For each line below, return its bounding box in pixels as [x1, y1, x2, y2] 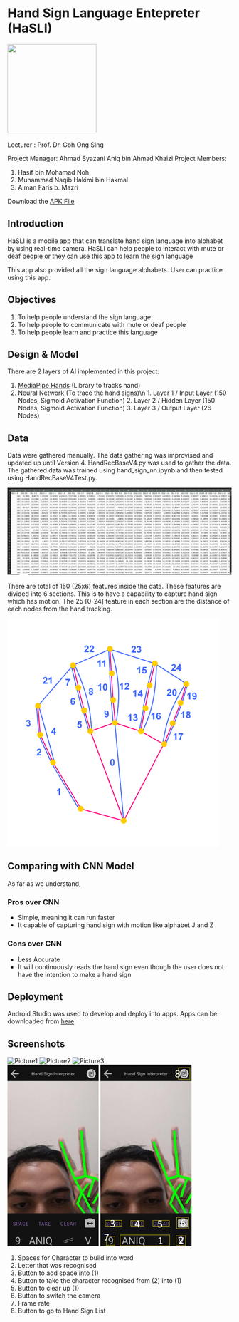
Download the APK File [7, 197, 75, 205]
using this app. [7, 273, 51, 282]
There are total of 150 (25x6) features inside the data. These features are [7, 582, 221, 591]
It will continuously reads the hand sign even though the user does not [17, 962, 224, 971]
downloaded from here [7, 1017, 75, 1026]
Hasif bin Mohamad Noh [17, 167, 90, 176]
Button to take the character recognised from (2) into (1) [17, 1276, 182, 1285]
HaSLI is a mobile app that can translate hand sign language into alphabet [7, 237, 223, 245]
